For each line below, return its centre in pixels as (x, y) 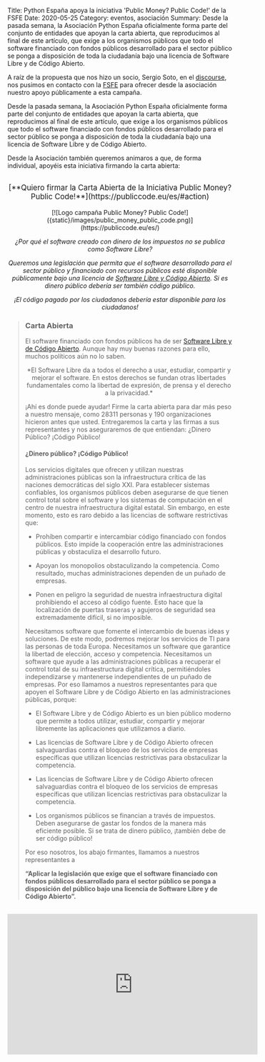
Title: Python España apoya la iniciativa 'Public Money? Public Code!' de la (117, 10)
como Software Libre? (120, 249)
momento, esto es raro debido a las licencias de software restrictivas (126, 515)
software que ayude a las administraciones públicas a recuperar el (123, 661)
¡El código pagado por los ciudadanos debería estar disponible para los (120, 300)
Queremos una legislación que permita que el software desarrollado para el (120, 263)
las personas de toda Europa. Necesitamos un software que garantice (127, 646)
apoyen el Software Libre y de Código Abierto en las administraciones (127, 691)
